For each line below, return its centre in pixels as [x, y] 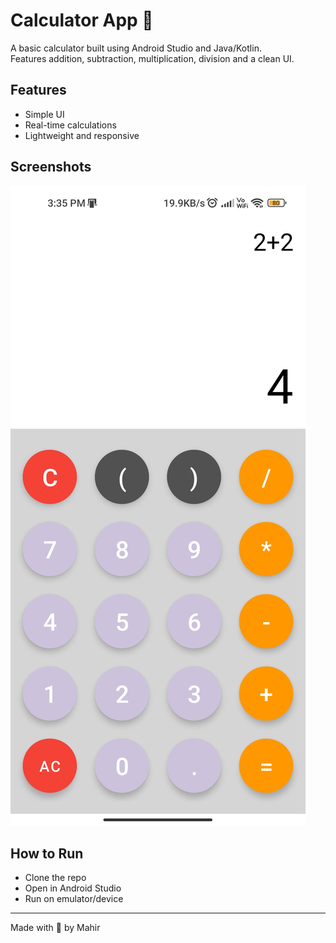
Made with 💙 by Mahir [55, 928]
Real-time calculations [70, 125]
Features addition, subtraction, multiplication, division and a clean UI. [152, 58]
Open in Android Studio [73, 888]
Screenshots [51, 167]
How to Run [47, 853]
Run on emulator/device [74, 899]
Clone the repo [55, 878]
